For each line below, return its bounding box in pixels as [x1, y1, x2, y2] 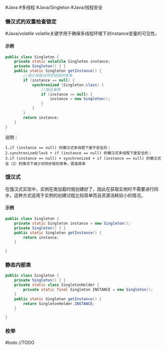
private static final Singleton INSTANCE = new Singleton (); [23, 287, 153, 292]
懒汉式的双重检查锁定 [5, 18, 56, 25]
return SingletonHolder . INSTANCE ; [23, 301, 95, 306]
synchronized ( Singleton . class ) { [31, 82, 104, 87]
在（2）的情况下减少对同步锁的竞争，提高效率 [5, 161, 86, 166]
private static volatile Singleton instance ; [14, 59, 111, 64]
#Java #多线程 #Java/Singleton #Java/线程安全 [5, 5, 103, 10]
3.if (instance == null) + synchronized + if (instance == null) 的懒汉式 [5, 156, 161, 161]
